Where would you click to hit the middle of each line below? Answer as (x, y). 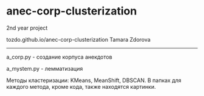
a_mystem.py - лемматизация (45, 68)
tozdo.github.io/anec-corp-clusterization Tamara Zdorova (78, 39)
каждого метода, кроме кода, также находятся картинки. (81, 86)
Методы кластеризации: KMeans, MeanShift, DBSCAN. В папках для (94, 80)
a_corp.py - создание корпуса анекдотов (59, 57)
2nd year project (27, 28)
